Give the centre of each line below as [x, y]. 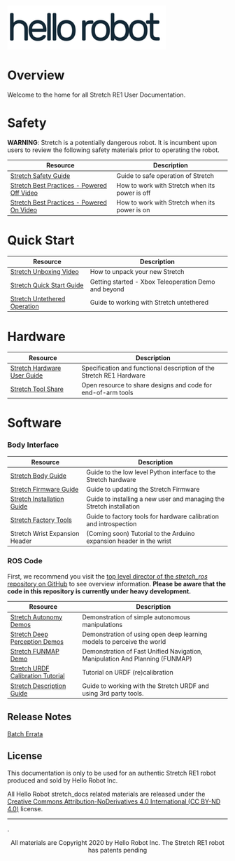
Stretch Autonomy [36, 617]
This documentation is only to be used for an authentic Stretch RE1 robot [112, 773]
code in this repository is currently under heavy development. [99, 591]
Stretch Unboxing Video [44, 272]
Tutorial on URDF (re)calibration [128, 672]
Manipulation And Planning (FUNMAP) [137, 659]
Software [34, 423]
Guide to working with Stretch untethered [149, 303]
